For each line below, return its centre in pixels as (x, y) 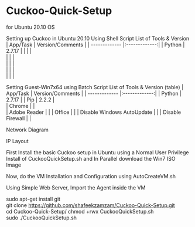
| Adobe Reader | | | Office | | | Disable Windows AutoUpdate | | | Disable (94, 112)
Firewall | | (18, 118)
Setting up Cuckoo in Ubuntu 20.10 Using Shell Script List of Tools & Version (98, 38)
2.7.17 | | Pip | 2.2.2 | (30, 99)
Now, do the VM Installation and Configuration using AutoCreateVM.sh (91, 176)
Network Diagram (27, 130)
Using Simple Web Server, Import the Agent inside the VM (76, 187)
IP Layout (18, 141)
